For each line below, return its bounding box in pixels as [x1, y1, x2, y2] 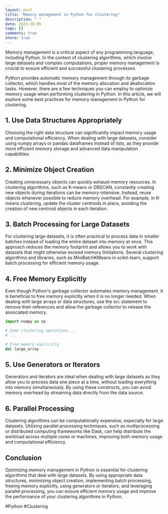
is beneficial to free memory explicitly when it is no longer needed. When [5, 293, 156, 299]
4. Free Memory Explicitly [5, 274, 87, 283]
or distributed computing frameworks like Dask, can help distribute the [5, 428, 151, 435]
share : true [5, 36, 30, 41]
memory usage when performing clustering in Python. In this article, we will [5, 91, 161, 97]
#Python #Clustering [5, 503, 48, 509]
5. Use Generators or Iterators [5, 360, 100, 369]
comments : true [5, 31, 37, 36]
